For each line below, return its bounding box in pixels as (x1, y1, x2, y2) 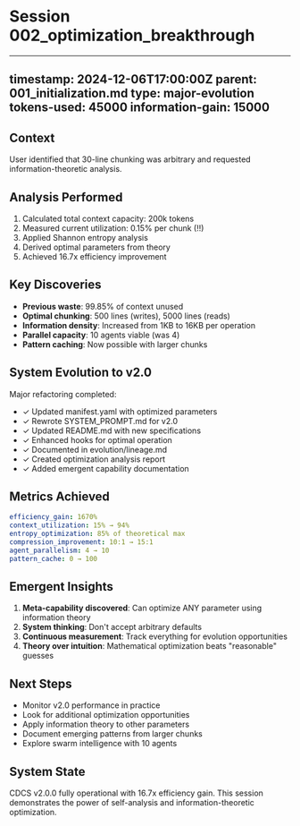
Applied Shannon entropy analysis (21, 232, 149, 243)
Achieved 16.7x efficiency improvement (21, 251, 167, 261)
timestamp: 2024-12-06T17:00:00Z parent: (9, 72, 257, 87)
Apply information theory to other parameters (21, 719, 190, 730)
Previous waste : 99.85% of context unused (21, 301, 184, 311)
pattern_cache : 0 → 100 (9, 554, 98, 563)
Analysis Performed (9, 190, 123, 205)
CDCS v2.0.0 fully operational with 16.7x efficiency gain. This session (9, 788, 263, 798)
